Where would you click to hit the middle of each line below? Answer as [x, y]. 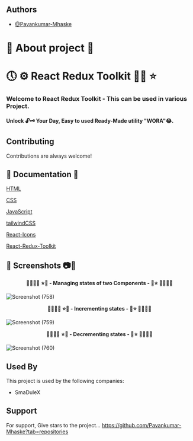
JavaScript [19, 212]
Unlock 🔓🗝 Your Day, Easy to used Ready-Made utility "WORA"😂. [90, 120]
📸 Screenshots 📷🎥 [41, 265]
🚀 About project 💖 [50, 48]
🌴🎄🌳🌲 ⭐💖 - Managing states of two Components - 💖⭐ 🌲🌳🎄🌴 [99, 283]
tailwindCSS [21, 223]
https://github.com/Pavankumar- [141, 425]
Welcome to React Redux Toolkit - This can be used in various [97, 99]
